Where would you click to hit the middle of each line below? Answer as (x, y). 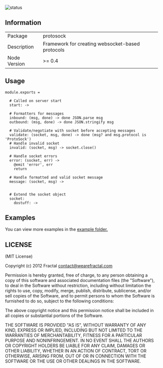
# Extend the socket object (38, 194)
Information (23, 23)
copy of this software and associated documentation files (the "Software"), (80, 280)
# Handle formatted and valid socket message (56, 177)
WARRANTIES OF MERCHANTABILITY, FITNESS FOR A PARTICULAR (73, 335)
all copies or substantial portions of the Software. (54, 315)
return (20, 169)
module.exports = (23, 92)
